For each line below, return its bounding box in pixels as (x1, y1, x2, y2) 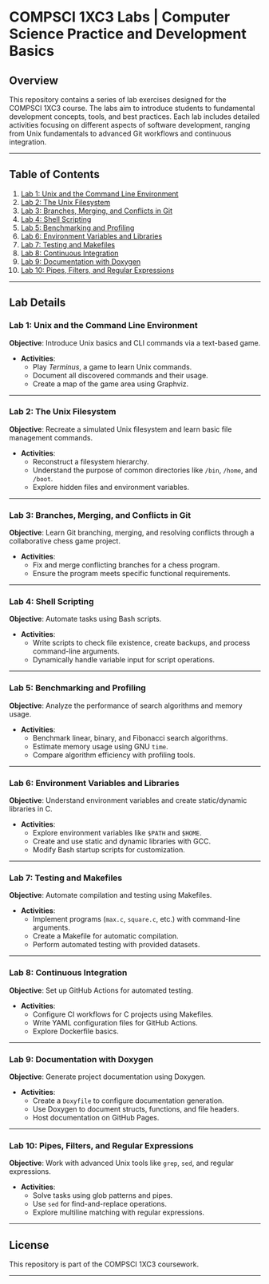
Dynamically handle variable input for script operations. (32, 655, 215, 665)
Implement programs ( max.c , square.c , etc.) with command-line (32, 915, 241, 924)
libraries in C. (9, 804, 53, 813)
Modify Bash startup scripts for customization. (32, 844, 186, 854)
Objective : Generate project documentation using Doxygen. (9, 1072, 206, 1081)
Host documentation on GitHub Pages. (32, 1112, 160, 1122)
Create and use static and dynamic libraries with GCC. (32, 836, 211, 846)
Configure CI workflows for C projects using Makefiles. (32, 1009, 214, 1019)
